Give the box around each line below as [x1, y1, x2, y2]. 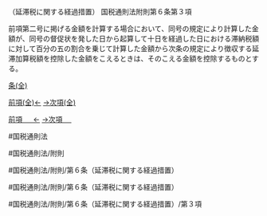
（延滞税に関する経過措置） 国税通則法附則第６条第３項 [8, 7, 192, 16]
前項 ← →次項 [8, 115, 63, 124]
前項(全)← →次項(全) [8, 98, 77, 107]
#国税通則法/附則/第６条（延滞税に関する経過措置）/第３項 [8, 199, 202, 209]
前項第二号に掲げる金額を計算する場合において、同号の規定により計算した [8, 24, 253, 33]
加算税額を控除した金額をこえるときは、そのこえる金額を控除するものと [14, 54, 253, 63]
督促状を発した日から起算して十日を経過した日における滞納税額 [49, 34, 260, 43]
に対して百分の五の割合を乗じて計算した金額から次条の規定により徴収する [8, 44, 253, 53]
